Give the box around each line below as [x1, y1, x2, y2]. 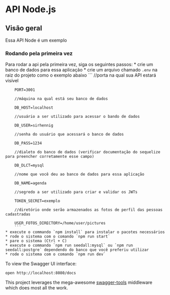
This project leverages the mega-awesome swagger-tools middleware [5, 279, 153, 285]
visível [5, 78, 19, 84]
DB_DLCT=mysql [14, 163, 44, 168]
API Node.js [5, 4, 56, 15]
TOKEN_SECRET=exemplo [14, 199, 60, 204]
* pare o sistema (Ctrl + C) [5, 239, 67, 244]
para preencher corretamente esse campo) [5, 154, 95, 159]
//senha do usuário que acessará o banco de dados [14, 132, 124, 137]
